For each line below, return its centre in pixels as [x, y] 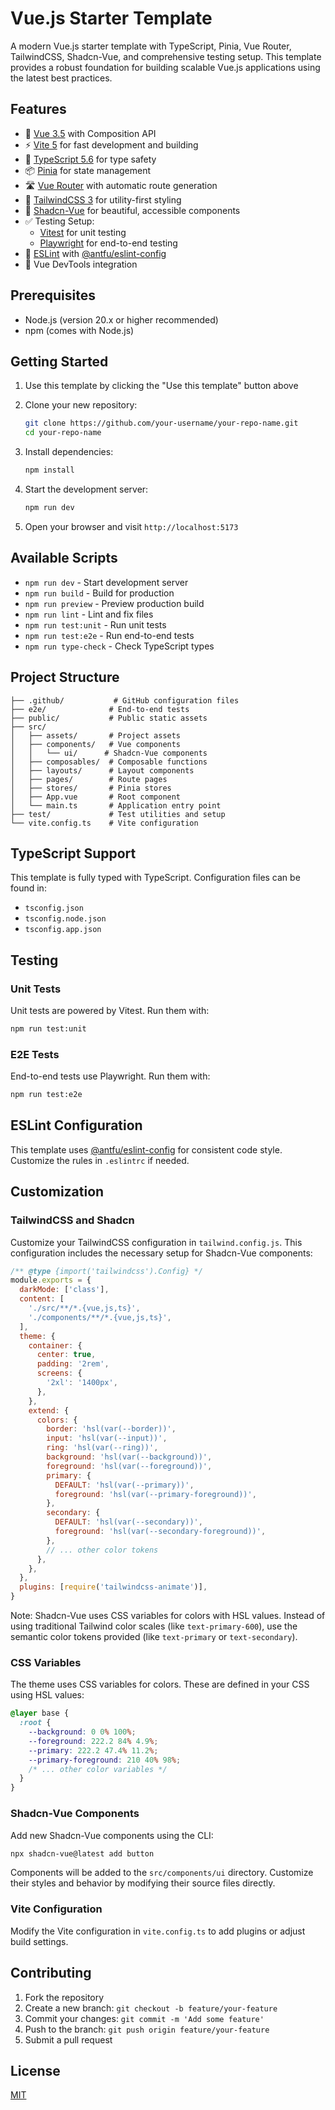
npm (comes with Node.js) [79, 330]
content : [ [42, 1299]
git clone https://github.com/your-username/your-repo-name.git [161, 423]
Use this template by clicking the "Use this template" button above [161, 386]
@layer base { [40, 1713]
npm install [49, 470]
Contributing [51, 1973]
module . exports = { [51, 1280]
